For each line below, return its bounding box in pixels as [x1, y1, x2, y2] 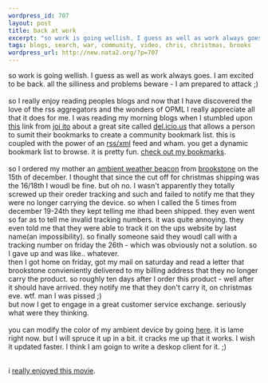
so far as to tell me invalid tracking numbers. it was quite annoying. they [8, 215, 245, 224]
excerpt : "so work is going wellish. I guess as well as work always [8, 34, 245, 42]
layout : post [8, 19, 52, 27]
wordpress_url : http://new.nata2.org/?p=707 [8, 49, 159, 57]
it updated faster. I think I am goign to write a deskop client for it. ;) [8, 342, 227, 351]
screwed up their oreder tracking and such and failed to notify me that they [8, 189, 255, 199]
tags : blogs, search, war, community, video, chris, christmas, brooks [8, 41, 251, 49]
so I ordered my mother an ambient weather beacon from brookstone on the [8, 164, 259, 173]
